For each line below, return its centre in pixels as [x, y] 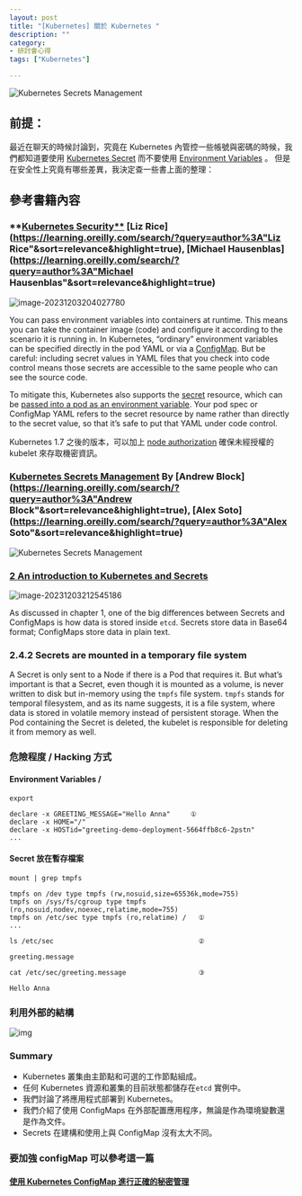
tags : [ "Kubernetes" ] [50, 59]
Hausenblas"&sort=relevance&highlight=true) [112, 282]
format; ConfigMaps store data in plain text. [90, 632]
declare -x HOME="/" [48, 822]
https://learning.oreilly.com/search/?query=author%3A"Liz [147, 237]
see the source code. [49, 377]
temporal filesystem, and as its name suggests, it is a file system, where [142, 703]
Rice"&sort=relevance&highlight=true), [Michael [118, 249]
